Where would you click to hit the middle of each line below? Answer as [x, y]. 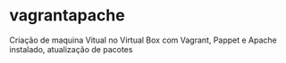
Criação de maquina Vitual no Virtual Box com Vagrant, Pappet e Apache [143, 40]
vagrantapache [67, 16]
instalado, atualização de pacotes [71, 49]
